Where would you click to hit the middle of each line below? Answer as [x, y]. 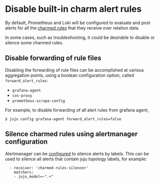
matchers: [24, 172]
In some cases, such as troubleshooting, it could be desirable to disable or [80, 37]
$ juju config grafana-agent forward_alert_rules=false [63, 119]
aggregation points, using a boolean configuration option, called [70, 75]
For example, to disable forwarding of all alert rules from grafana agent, [77, 110]
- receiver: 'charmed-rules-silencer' [49, 168]
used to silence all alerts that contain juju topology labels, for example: [76, 159]
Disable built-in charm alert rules [73, 9]
